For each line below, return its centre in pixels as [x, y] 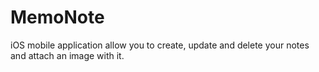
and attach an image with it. [67, 55]
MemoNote [57, 17]
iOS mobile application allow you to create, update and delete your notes [160, 45]
